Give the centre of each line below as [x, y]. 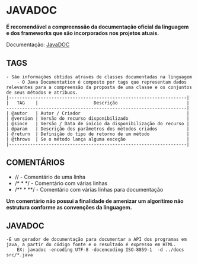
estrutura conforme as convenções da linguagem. [69, 207]
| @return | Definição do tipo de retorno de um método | [98, 134]
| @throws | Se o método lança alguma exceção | [98, 139]
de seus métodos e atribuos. [42, 93]
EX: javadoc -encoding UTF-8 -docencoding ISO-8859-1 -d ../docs [100, 250]
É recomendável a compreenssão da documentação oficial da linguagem [98, 27]
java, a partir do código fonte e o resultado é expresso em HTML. [91, 245]
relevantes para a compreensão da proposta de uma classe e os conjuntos [99, 87]
